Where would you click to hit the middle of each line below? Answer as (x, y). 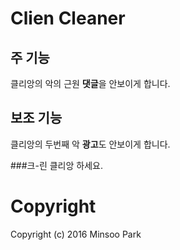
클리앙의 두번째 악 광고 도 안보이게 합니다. (90, 144)
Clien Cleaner (68, 18)
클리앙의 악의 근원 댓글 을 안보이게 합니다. (90, 83)
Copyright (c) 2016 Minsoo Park (76, 234)
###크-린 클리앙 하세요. (56, 165)
